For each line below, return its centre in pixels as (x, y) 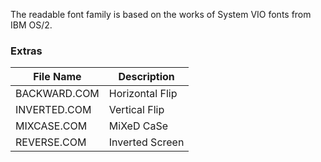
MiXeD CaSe (138, 126)
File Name (57, 77)
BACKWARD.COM (57, 94)
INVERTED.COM (53, 110)
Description (146, 77)
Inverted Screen (146, 142)
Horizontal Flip (143, 94)
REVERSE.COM (51, 142)
